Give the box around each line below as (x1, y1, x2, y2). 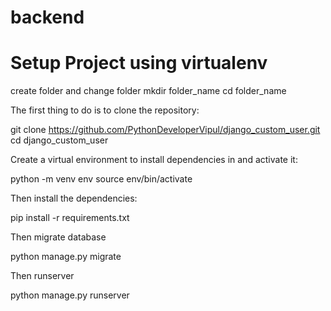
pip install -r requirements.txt (10, 212, 130, 224)
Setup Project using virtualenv (10, 52, 268, 75)
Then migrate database (10, 231, 107, 243)
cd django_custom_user (10, 134, 109, 146)
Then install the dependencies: (10, 192, 138, 205)
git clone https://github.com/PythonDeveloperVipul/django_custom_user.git (10, 124, 321, 136)
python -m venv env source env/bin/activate (10, 173, 193, 185)
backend (10, 6, 85, 29)
